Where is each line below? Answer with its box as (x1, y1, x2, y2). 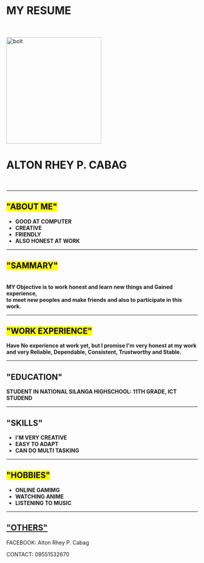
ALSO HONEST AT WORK (15, 237, 80, 244)
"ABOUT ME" (6, 201, 58, 212)
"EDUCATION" (6, 372, 63, 382)
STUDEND (6, 394, 33, 402)
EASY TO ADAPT (15, 440, 59, 447)
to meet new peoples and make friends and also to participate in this (6, 296, 182, 303)
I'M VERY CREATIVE (15, 433, 67, 441)
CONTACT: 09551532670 (6, 550, 70, 558)
